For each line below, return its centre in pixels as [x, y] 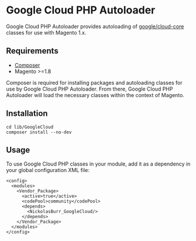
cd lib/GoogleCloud [30, 127]
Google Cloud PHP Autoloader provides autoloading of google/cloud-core [95, 26]
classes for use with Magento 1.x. [46, 32]
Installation [27, 114]
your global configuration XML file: [48, 170]
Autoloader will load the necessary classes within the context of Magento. [95, 95]
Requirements [32, 51]
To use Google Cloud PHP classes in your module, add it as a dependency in [98, 164]
